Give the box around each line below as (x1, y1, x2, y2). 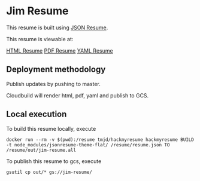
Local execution (6, 109, 67, 119)
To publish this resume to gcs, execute (6, 157, 102, 165)
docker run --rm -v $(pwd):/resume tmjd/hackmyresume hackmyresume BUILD (6, 136, 195, 143)
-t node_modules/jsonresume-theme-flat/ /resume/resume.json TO (6, 142, 170, 148)
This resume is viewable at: (6, 35, 74, 42)
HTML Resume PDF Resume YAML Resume (6, 47, 113, 54)
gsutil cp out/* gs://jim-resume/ (6, 169, 93, 175)
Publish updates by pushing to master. (6, 80, 101, 87)
